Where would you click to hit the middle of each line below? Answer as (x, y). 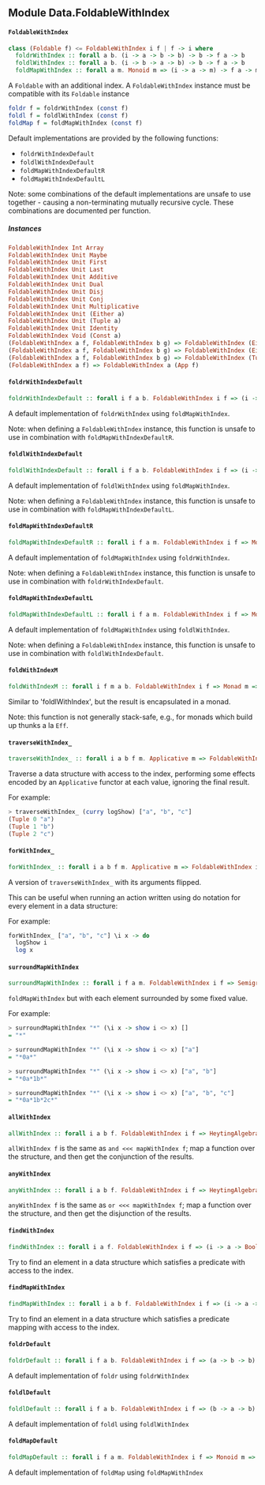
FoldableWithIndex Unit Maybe (58, 255)
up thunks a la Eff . (38, 725)
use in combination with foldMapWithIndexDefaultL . (91, 509)
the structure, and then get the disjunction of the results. (100, 1213)
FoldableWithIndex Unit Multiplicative (74, 306)
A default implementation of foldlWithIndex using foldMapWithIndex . (119, 486)
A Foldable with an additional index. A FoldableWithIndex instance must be (129, 85)
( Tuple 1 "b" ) (32, 827)
